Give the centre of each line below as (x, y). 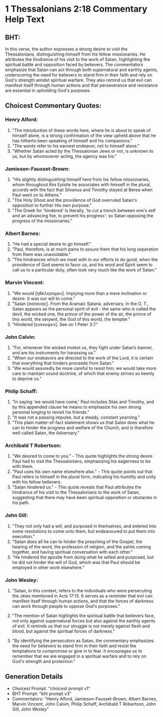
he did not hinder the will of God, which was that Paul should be (76, 562)
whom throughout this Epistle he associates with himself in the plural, (81, 184)
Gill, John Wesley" (30, 709)
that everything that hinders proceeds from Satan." (63, 363)
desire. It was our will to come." (44, 298)
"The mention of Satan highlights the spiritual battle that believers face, (83, 616)
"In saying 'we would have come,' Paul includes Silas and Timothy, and (83, 402)
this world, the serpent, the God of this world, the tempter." (71, 319)
